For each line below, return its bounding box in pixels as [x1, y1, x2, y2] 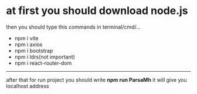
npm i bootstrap [14, 47, 53, 54]
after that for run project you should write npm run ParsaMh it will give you [6, 76, 187, 83]
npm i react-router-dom [14, 60, 72, 67]
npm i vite [14, 34, 39, 41]
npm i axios [14, 41, 43, 48]
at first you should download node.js [6, 4, 189, 18]
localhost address [6, 82, 49, 89]
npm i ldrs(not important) [14, 53, 75, 60]
